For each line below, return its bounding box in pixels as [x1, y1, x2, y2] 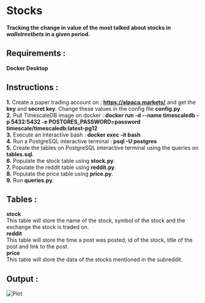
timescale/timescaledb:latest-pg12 [6, 124, 98, 132]
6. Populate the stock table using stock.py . [6, 157, 115, 164]
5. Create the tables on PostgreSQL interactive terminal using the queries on [6, 144, 199, 151]
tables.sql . [6, 151, 34, 158]
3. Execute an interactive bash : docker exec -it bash [6, 131, 141, 138]
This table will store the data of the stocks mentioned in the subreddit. [6, 256, 183, 263]
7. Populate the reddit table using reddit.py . [6, 163, 116, 171]
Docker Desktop [6, 64, 48, 72]
